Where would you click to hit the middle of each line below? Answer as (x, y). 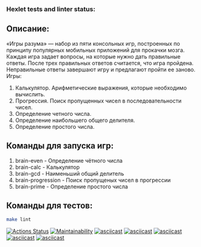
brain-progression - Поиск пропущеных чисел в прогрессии (93, 180)
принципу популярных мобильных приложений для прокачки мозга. (96, 50)
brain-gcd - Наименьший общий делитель (69, 173)
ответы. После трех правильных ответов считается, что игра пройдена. (100, 63)
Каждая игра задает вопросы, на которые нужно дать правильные (93, 56)
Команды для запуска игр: (60, 146)
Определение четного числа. (53, 113)
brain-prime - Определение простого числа (72, 186)
